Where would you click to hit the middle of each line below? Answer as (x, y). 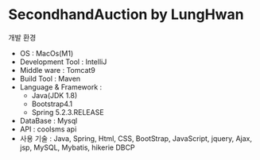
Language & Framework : (61, 87)
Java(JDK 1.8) (54, 95)
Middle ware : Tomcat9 (57, 70)
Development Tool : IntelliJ (63, 62)
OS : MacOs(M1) (47, 53)
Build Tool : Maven (50, 78)
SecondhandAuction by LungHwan (126, 15)
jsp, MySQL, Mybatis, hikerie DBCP (77, 147)
